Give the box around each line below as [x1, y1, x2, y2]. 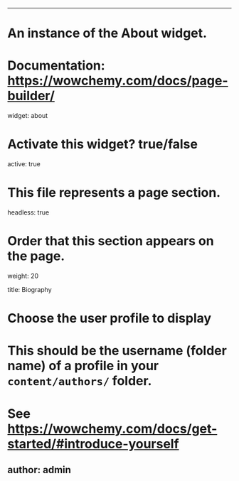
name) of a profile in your [7, 358, 159, 374]
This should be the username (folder [7, 342, 228, 359]
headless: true [7, 208, 50, 217]
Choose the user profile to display [7, 310, 212, 327]
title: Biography [7, 285, 52, 293]
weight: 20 [7, 271, 39, 280]
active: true [7, 160, 41, 168]
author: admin [7, 463, 71, 476]
